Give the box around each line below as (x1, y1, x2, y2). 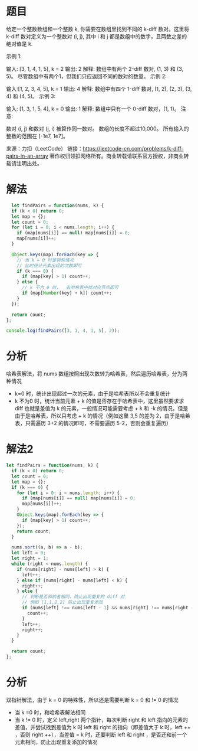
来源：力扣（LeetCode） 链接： (6, 145, 84, 152)
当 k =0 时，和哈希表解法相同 (14, 708, 86, 716)
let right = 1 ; (11, 556, 49, 561)
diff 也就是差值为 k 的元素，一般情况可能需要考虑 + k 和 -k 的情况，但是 (14, 405, 189, 412)
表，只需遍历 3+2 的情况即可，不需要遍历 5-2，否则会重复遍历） (14, 420, 172, 427)
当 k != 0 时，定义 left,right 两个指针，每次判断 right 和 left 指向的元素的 (14, 716, 189, 723)
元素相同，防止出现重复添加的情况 (14, 738, 98, 745)
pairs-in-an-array (6, 152, 48, 159)
